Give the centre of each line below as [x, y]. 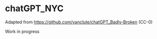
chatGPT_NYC [35, 9]
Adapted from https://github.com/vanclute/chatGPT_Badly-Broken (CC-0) [79, 22]
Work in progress [22, 31]
